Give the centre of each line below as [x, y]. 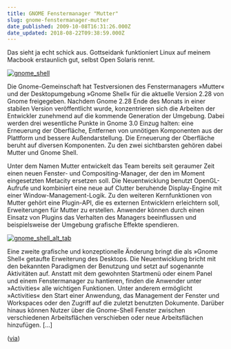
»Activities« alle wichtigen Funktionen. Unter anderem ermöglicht [100, 288]
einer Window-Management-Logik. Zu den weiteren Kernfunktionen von [110, 196]
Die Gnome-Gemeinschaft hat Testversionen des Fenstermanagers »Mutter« [116, 86]
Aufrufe [18, 188]
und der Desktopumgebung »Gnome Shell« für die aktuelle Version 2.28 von [115, 94]
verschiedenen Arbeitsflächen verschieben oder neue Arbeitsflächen [105, 318]
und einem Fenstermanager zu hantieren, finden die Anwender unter [104, 281]
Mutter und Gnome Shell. [43, 153]
